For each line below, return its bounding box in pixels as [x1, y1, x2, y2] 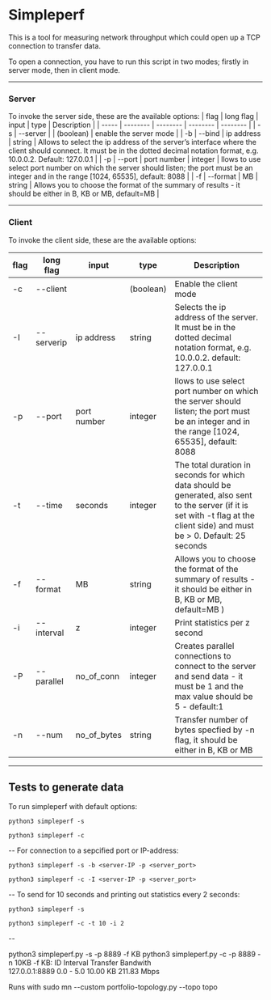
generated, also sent [174, 489, 252, 501]
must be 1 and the [174, 680, 244, 692]
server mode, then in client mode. [8, 65, 121, 74]
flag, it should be [174, 734, 238, 745]
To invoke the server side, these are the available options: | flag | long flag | [8, 112, 259, 121]
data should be [174, 479, 231, 490]
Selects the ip [174, 301, 227, 312]
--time [35, 499, 63, 511]
